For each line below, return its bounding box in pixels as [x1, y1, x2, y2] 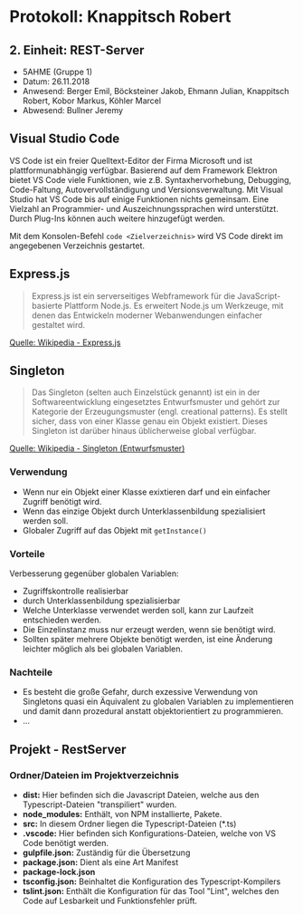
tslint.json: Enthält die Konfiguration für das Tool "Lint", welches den [22, 886, 279, 897]
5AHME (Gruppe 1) [22, 66, 93, 77]
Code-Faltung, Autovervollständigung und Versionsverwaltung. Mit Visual [9, 184, 283, 195]
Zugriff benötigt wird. [22, 496, 102, 506]
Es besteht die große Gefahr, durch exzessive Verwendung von [22, 687, 259, 698]
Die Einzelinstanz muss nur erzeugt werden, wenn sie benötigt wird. [22, 624, 276, 635]
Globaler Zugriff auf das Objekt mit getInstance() [22, 525, 207, 535]
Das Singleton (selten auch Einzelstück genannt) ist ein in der [31, 387, 260, 398]
